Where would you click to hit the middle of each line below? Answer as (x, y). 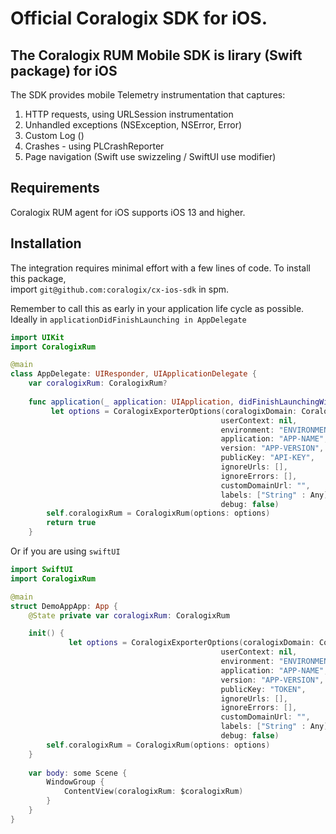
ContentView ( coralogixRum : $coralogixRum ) (153, 792)
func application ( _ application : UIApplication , (131, 402)
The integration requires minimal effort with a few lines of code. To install (160, 268)
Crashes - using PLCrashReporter (94, 146)
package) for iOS (64, 70)
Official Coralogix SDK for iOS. (139, 18)
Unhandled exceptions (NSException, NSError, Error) (133, 125)
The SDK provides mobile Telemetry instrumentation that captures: (148, 95)
